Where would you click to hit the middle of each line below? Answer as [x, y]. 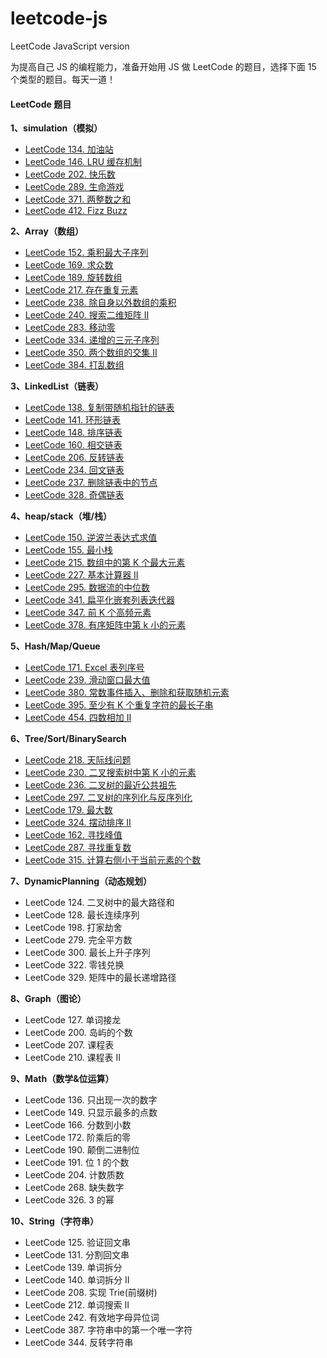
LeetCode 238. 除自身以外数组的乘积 [100, 303]
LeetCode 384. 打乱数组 [74, 365]
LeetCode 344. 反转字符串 [79, 1343]
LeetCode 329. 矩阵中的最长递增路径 [100, 978]
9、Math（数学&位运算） [62, 1079]
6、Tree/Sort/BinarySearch [68, 739]
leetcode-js [59, 18]
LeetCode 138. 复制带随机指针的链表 [99, 408]
